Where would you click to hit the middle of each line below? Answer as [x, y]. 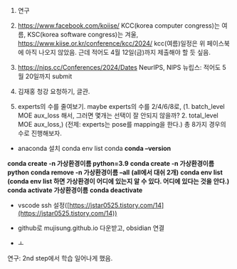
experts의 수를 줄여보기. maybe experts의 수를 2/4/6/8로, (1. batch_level [121, 106]
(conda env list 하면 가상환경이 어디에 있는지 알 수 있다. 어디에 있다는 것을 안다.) [118, 181]
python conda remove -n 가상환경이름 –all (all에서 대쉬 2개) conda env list [115, 172]
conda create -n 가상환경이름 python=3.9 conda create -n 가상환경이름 [111, 163]
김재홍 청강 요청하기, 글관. [54, 91]
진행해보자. [46, 133]
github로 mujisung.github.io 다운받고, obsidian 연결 [91, 228]
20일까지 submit [49, 76]
